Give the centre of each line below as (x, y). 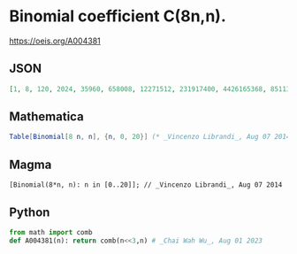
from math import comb (51, 232)
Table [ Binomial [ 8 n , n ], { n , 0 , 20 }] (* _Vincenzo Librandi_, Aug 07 (140, 137)
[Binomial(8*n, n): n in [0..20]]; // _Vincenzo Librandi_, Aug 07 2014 (146, 185)
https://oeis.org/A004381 (55, 41)
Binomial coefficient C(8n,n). (118, 16)
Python (30, 212)
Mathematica (46, 117)
